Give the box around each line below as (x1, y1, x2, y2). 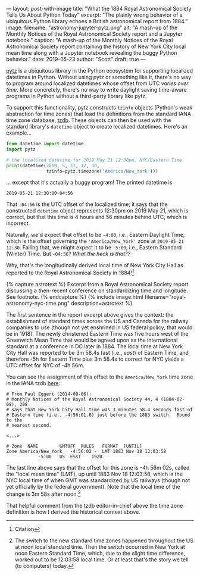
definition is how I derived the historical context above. (6, 508, 141, 515)
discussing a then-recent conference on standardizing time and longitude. (6, 287, 189, 294)
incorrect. (6, 220, 30, 227)
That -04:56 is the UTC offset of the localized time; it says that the (6, 201, 168, 208)
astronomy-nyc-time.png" (6, 300, 70, 307)
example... (6, 129, 32, 136)
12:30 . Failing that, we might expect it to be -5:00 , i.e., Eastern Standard (6, 244, 182, 251)
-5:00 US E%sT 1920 (37, 454, 102, 460)
